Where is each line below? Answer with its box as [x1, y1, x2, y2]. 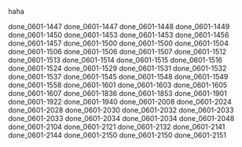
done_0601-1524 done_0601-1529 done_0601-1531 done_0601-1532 [8, 64, 227, 73]
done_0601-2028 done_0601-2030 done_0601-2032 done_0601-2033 [8, 105, 234, 115]
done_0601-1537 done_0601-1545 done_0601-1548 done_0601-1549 [8, 72, 229, 81]
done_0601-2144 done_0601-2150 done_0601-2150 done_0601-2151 [8, 130, 226, 140]
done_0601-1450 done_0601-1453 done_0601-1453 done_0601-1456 [8, 31, 229, 39]
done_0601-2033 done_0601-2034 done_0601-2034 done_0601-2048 [8, 114, 235, 123]
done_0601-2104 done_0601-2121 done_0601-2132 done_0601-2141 [8, 122, 225, 131]
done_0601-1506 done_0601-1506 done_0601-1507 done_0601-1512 [8, 47, 227, 56]
